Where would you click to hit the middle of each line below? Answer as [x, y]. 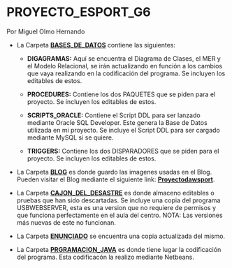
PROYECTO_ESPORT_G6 [79, 12]
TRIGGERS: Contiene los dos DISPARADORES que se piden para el [123, 151]
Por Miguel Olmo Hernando [46, 31]
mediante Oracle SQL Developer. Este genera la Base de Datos [117, 122]
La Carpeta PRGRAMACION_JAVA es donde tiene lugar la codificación [119, 249]
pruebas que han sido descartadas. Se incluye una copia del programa [118, 200]
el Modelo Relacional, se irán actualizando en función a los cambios [125, 66]
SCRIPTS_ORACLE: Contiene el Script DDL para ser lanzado [114, 115]
